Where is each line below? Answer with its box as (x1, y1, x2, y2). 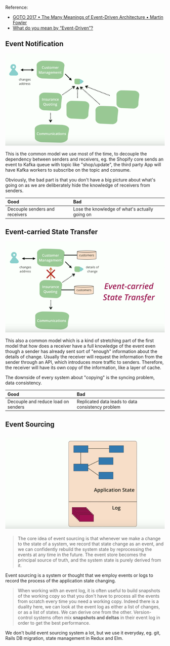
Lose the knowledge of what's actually (73, 206, 153, 212)
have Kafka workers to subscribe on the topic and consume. (5, 167, 131, 173)
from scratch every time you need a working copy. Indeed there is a (17, 598, 159, 604)
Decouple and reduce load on (7, 398, 69, 405)
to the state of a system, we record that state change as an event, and (17, 541, 164, 547)
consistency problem (76, 404, 120, 410)
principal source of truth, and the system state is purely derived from (17, 557, 161, 563)
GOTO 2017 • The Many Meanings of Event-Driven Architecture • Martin (12, 14, 163, 20)
